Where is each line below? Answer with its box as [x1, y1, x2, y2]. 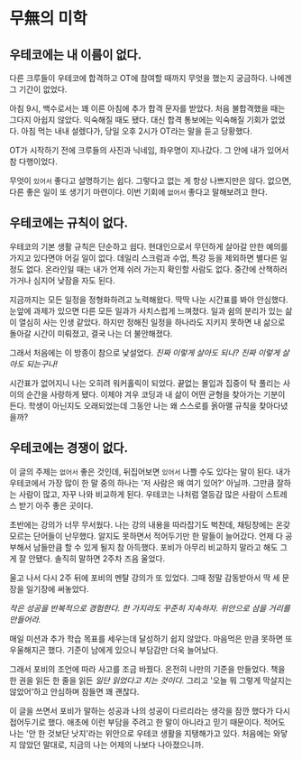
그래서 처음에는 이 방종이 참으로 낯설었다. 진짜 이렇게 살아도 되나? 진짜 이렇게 [9, 347, 280, 357]
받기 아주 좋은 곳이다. [18, 500, 94, 511]
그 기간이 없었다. [9, 84, 68, 95]
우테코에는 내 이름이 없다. [9, 47, 142, 62]
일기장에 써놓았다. [25, 583, 89, 594]
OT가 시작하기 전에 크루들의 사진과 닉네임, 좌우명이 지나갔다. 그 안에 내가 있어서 [9, 145, 289, 155]
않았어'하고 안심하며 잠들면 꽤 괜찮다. [9, 686, 140, 697]
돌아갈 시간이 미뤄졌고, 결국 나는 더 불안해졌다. [9, 328, 173, 338]
